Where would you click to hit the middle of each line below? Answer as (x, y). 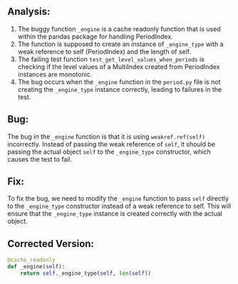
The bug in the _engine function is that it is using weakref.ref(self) (106, 136)
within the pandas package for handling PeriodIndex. (95, 36)
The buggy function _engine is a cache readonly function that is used (119, 28)
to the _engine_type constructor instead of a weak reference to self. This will (119, 206)
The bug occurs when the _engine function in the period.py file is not (119, 82)
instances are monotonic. (55, 74)
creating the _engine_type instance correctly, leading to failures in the (120, 89)
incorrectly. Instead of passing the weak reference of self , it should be (112, 144)
